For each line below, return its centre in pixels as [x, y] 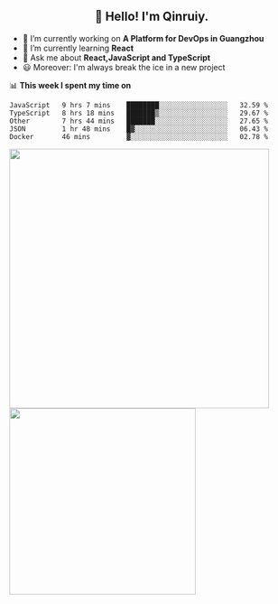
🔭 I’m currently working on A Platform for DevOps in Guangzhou [143, 38]
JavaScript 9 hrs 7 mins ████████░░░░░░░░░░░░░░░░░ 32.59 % [139, 105]
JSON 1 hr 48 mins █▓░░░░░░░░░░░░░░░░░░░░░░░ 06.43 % [139, 129]
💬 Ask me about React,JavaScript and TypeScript [116, 57]
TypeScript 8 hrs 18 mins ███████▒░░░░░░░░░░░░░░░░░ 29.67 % [139, 113]
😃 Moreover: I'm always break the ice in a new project [124, 67]
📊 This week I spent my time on [70, 85]
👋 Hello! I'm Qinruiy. [152, 17]
